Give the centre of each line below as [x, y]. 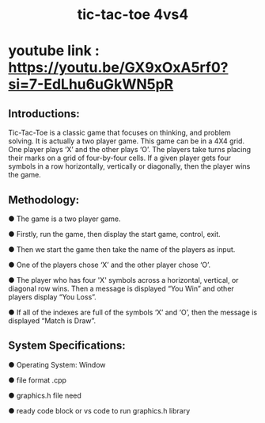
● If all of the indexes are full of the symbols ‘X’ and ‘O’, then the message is [133, 312]
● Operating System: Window [57, 364]
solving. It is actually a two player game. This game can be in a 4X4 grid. [127, 141]
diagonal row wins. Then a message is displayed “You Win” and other [121, 288]
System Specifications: [67, 346]
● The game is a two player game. [64, 219]
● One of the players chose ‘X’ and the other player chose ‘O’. [110, 265]
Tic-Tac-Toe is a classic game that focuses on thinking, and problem [119, 133]
